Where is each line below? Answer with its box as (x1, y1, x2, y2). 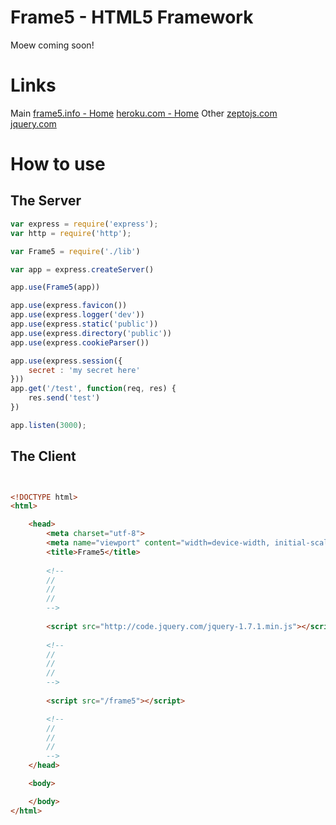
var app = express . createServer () (10, 264, 155, 275)
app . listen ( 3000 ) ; (10, 420, 87, 430)
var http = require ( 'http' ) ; (10, 228, 132, 238)
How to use (10, 153, 106, 176)
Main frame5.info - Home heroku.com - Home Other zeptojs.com (10, 107, 278, 119)
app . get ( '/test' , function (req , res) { (10, 384, 177, 394)
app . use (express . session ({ (10, 356, 123, 366)
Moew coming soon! (10, 39, 95, 51)
